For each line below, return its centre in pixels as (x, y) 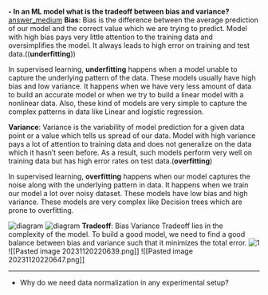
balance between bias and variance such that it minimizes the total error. (128, 243)
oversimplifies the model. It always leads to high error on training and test (129, 45)
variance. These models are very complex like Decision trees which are (125, 202)
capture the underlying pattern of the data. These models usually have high (132, 78)
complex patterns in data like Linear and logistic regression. (106, 112)
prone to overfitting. (41, 210)
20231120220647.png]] (47, 260)
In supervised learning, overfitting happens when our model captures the (130, 176)
